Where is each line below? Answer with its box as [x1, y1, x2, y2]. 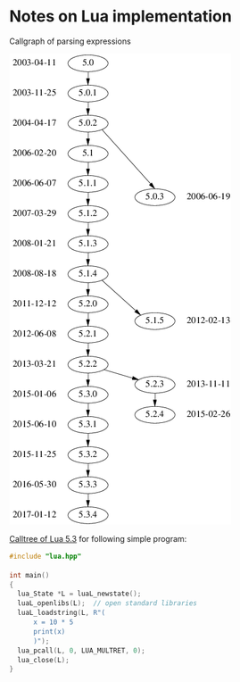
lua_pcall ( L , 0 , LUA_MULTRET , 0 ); [17, 645, 145, 655]
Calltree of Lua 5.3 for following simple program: [9, 533, 187, 544]
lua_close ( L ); [17, 655, 70, 664]
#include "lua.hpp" [9, 552, 82, 561]
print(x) [32, 627, 66, 636]
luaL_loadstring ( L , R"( [17, 609, 105, 618]
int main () [9, 570, 50, 579]
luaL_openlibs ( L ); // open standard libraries [17, 599, 198, 608]
